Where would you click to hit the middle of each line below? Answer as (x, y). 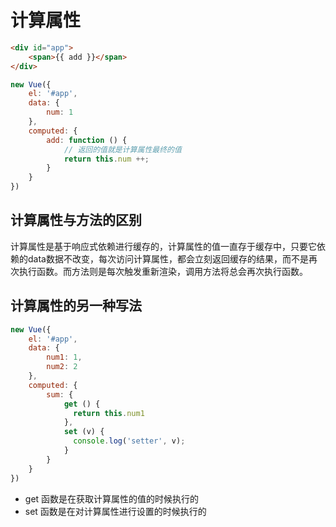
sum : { (60, 394)
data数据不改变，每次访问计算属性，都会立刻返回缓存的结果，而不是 (168, 258)
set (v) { (84, 432)
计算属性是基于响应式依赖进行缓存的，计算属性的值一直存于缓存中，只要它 (163, 246)
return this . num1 (109, 413)
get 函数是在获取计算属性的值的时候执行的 (112, 498)
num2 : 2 (62, 367)
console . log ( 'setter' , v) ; (129, 441)
